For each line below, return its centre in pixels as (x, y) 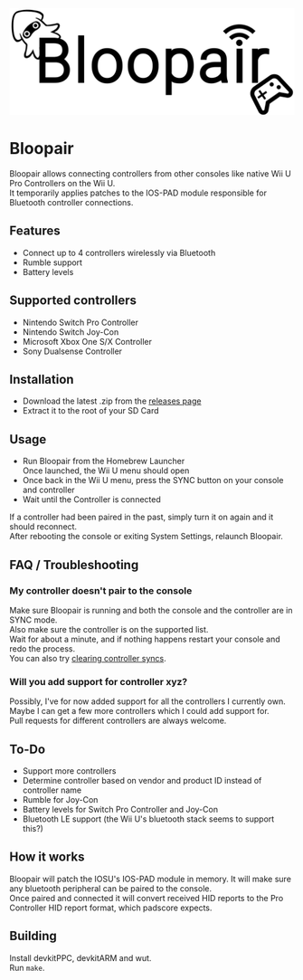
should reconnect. (43, 527)
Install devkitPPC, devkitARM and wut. (80, 957)
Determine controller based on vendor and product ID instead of (142, 780)
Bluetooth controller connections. (71, 202)
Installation (42, 379)
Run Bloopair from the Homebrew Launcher (104, 461)
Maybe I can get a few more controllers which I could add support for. (139, 711)
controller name (52, 790)
